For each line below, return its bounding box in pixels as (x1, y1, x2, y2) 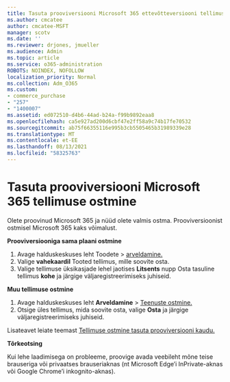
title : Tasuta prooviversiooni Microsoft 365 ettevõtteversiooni (7, 10, 197, 17)
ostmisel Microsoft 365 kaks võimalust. (7, 223, 118, 232)
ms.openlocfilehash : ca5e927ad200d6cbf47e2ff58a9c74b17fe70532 (7, 118, 192, 125)
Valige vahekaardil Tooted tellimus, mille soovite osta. (16, 257, 170, 265)
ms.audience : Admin (7, 49, 63, 55)
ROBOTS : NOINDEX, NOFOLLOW (7, 67, 84, 74)
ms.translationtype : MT (7, 131, 75, 137)
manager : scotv (7, 29, 51, 36)
